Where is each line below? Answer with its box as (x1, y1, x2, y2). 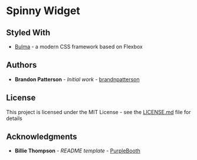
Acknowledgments (6, 132, 78, 142)
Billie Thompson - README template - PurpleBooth (14, 147, 140, 154)
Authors (6, 60, 37, 70)
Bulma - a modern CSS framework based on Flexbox (14, 43, 143, 50)
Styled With (6, 28, 51, 38)
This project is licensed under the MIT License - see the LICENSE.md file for (6, 108, 191, 115)
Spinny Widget (6, 4, 81, 18)
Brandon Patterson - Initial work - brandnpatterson (14, 75, 140, 83)
